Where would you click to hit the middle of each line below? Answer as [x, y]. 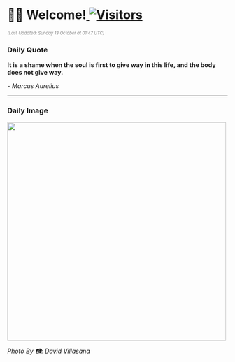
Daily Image [28, 110]
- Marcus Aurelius [33, 86]
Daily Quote [28, 50]
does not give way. [35, 73]
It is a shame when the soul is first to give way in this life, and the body [112, 65]
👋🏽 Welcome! [47, 15]
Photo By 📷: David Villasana [49, 351]
